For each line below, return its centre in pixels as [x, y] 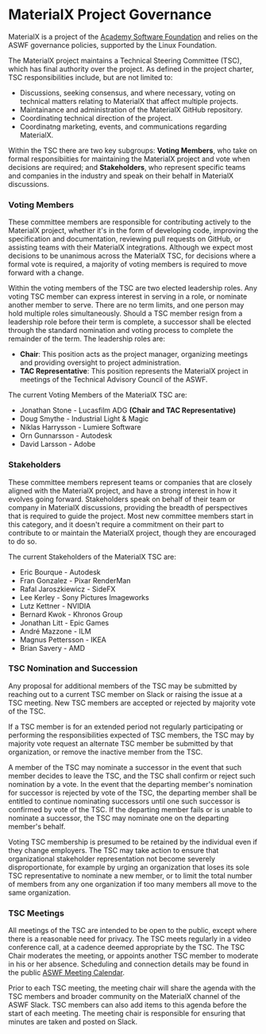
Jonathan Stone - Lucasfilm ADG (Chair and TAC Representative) [128, 410]
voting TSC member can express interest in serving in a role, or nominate [128, 296]
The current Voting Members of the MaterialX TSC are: [98, 395]
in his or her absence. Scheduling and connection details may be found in [129, 964]
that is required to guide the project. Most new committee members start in [131, 516]
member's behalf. [37, 826]
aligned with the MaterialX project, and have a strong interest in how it [123, 490]
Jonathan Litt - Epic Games [64, 622]
